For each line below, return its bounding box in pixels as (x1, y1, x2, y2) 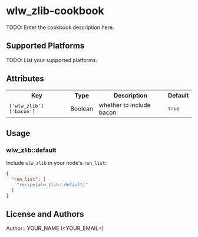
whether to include (98, 100, 151, 109)
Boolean (70, 105, 93, 113)
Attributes (6, 74, 44, 84)
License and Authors (6, 209, 84, 219)
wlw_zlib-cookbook (6, 4, 104, 18)
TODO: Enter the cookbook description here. (6, 24, 114, 31)
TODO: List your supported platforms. (6, 56, 98, 63)
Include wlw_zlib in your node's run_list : (6, 160, 107, 167)
